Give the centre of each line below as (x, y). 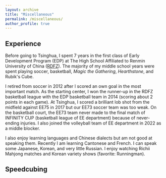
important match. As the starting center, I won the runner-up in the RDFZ (79, 92)
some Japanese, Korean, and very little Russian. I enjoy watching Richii (78, 149)
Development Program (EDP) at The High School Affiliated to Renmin (75, 61)
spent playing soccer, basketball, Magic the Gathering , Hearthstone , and (79, 71)
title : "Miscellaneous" (30, 14)
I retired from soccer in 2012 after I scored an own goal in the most (73, 86)
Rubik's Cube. (19, 77)
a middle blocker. (23, 128)
